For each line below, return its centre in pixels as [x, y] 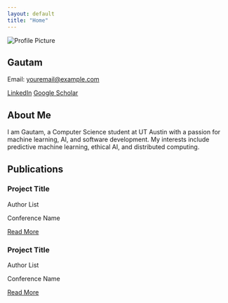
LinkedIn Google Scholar [43, 93]
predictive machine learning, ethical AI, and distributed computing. [103, 147]
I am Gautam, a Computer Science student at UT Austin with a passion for [114, 132]
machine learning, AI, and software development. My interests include [108, 140]
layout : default [31, 14]
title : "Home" [28, 20]
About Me [29, 115]
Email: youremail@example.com [53, 79]
